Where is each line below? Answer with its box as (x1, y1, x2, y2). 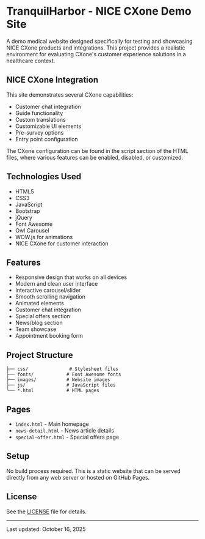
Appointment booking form (15, 332, 84, 340)
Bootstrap (15, 207, 40, 215)
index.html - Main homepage (15, 420, 90, 428)
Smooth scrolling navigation (15, 293, 85, 300)
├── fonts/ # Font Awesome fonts (6, 371, 121, 377)
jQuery (15, 214, 32, 221)
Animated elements (15, 300, 64, 307)
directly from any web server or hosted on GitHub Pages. (6, 474, 150, 481)
